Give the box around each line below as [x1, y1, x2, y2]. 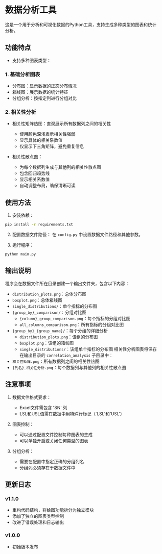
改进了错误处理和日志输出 [12, 519, 64, 525]
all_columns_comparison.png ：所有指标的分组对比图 [19, 322, 124, 327]
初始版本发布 [12, 544, 38, 550]
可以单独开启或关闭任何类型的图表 [19, 437, 89, 444]
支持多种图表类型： [12, 57, 51, 63]
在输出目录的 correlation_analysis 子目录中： [19, 352, 114, 358]
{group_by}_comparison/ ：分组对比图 [12, 309, 87, 315]
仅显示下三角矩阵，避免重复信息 [19, 143, 84, 150]
